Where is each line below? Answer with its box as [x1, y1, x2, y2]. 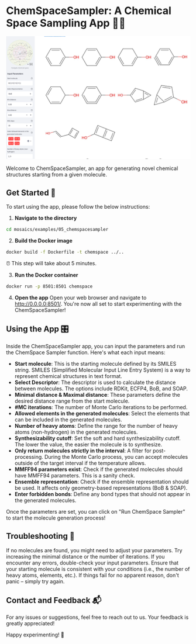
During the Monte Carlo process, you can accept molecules [44, 453, 188, 460]
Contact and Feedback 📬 [6, 595, 102, 605]
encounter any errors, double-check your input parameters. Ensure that [6, 559, 179, 566]
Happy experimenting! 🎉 [6, 631, 64, 638]
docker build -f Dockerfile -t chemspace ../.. [6, 250, 125, 255]
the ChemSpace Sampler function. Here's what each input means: [6, 349, 166, 356]
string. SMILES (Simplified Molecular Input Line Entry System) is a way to [14, 366, 191, 373]
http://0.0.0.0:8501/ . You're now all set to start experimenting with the [14, 300, 182, 307]
